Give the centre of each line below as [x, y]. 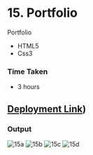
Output [20, 129]
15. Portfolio [43, 13]
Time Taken [28, 72]
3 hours [28, 87]
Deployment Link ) [46, 109]
